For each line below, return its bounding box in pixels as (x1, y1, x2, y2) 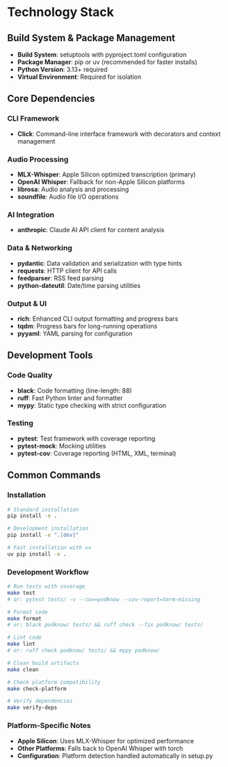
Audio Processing (7, 154, 69, 164)
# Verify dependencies (7, 698, 73, 705)
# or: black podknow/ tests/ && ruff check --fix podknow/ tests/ (7, 621, 204, 628)
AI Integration (7, 210, 54, 220)
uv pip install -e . (7, 550, 67, 558)
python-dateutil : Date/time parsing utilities (17, 281, 141, 289)
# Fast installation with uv (7, 545, 92, 552)
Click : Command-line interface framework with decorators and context (17, 130, 221, 138)
